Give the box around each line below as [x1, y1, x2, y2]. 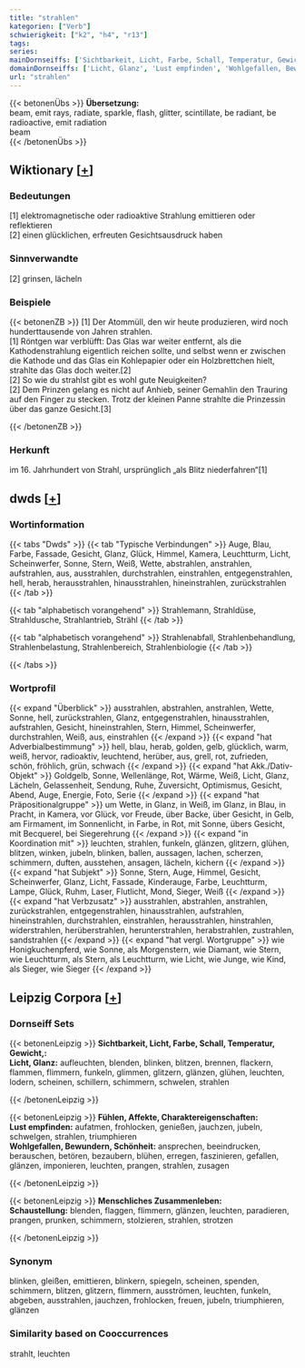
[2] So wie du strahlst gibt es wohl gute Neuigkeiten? [9, 375, 207, 386]
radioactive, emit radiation [9, 116, 107, 127]
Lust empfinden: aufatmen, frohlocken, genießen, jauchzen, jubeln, [9, 1122, 263, 1132]
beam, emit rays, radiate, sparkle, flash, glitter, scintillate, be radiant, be [9, 106, 277, 118]
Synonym [9, 1254, 53, 1267]
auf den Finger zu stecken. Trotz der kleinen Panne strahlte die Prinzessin [9, 394, 286, 405]
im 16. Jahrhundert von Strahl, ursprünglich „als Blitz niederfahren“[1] [9, 465, 268, 476]
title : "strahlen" [9, 13, 79, 23]
